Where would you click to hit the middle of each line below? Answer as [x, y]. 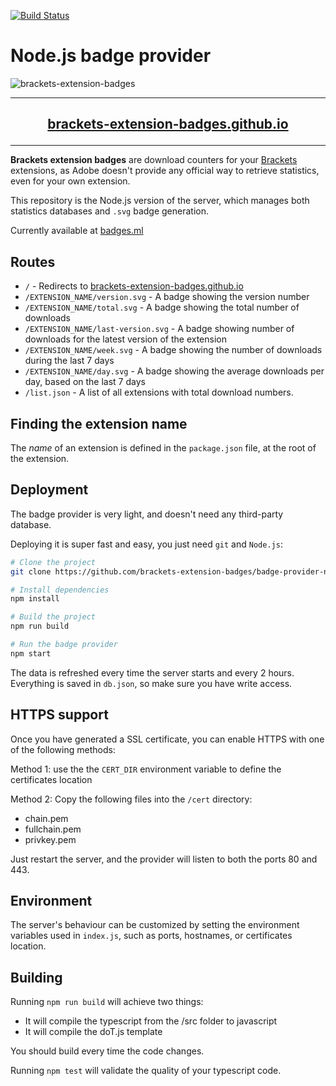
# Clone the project [53, 562]
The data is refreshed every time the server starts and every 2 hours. [152, 672]
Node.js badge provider [111, 56]
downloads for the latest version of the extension [125, 339]
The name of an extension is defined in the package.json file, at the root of [163, 447]
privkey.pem [50, 839]
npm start [31, 653]
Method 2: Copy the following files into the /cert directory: [131, 799]
